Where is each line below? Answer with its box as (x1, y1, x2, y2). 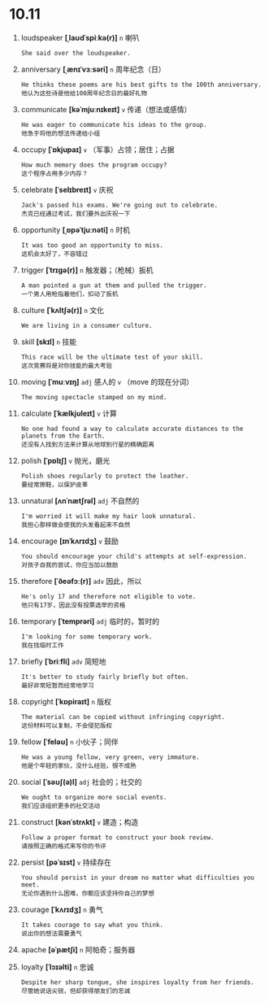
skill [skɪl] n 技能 (20, 337, 76, 346)
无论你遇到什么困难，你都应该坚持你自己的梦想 (20, 889, 155, 897)
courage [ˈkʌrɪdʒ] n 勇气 (20, 904, 104, 914)
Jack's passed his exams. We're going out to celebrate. (20, 201, 219, 209)
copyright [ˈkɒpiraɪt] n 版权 (20, 696, 112, 706)
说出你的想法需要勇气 (20, 929, 82, 938)
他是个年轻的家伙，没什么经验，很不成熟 (20, 761, 137, 769)
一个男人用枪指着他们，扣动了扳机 (20, 290, 119, 298)
